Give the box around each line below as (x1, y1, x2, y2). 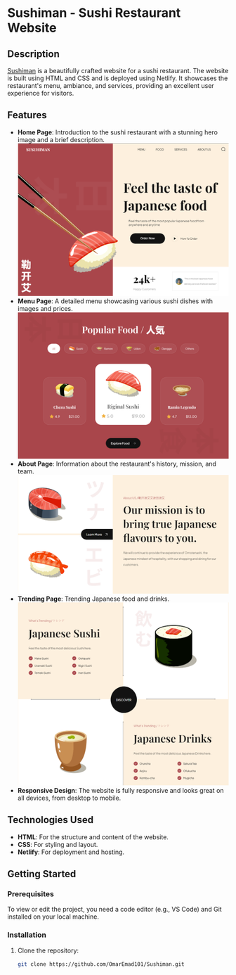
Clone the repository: (17, 946, 79, 955)
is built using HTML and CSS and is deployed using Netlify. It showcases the (7, 74, 228, 82)
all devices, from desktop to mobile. (17, 794, 122, 802)
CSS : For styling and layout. (17, 840, 98, 848)
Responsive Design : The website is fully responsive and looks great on (17, 786, 224, 794)
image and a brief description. (17, 135, 105, 144)
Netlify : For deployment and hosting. (17, 848, 125, 856)
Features (7, 109, 47, 121)
